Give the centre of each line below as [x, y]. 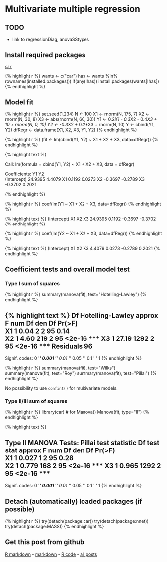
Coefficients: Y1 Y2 [25, 174]
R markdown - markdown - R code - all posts [51, 554]
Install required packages [45, 55]
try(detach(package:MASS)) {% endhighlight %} [55, 527]
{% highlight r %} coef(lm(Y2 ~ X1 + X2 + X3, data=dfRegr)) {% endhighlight [83, 233]
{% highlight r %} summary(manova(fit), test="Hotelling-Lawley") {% [76, 294]
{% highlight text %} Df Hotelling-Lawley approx [82, 315]
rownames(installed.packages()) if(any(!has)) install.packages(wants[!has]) [82, 81]
